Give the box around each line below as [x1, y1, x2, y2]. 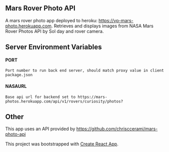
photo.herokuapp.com [5, 23, 52, 29]
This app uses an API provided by [5, 126, 75, 132]
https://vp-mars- [98, 17, 134, 23]
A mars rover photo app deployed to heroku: [5, 17, 98, 23]
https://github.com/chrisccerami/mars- [76, 126, 158, 132]
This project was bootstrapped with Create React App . [5, 141, 119, 147]
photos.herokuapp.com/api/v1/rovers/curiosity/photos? [5, 98, 123, 104]
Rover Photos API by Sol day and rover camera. [5, 28, 104, 34]
